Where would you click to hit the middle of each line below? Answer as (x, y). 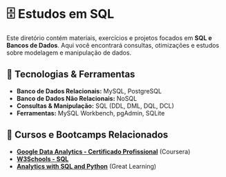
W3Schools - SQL (43, 159)
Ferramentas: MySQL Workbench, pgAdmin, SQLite (91, 113)
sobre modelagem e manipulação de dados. (69, 53)
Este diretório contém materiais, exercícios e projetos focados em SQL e (109, 38)
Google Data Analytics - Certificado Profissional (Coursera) (103, 151)
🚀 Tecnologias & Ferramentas (71, 74)
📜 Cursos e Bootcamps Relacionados (87, 135)
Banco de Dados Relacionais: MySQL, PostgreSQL (89, 91)
